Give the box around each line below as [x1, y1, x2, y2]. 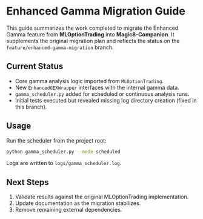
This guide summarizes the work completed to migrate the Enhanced [6, 24, 179, 32]
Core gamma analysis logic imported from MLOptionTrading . [15, 77, 164, 84]
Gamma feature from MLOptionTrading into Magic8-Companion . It [6, 30, 175, 38]
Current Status [6, 61, 64, 72]
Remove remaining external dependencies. [15, 206, 122, 214]
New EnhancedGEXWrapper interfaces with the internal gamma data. [15, 84, 180, 91]
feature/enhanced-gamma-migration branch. [6, 44, 114, 51]
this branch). [15, 103, 47, 110]
